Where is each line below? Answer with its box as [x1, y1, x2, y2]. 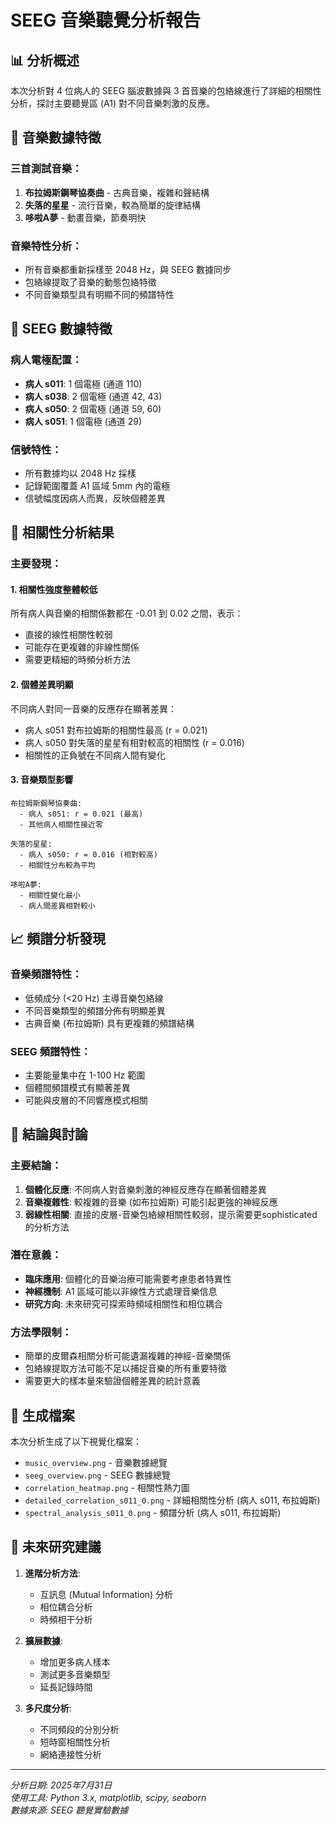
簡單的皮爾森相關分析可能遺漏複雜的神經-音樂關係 [24, 1350, 232, 1362]
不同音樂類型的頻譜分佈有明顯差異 [24, 1004, 166, 1016]
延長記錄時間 [39, 1681, 93, 1693]
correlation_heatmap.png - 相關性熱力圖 [24, 1481, 190, 1493]
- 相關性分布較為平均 [19, 860, 96, 870]
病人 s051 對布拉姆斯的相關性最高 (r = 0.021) [24, 724, 208, 736]
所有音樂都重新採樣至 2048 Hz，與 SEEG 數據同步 [24, 263, 232, 275]
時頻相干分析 [39, 1613, 93, 1625]
